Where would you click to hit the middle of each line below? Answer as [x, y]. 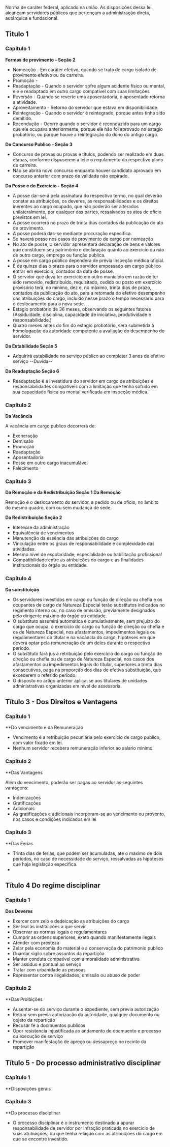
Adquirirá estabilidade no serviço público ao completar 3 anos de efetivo [89, 356]
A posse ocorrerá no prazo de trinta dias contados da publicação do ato [88, 222]
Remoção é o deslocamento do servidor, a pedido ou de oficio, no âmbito [82, 502]
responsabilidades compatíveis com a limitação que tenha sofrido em [85, 386]
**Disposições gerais [28, 1088]
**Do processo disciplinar [33, 1113]
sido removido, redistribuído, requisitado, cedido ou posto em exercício [87, 282]
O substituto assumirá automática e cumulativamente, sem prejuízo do [86, 621]
